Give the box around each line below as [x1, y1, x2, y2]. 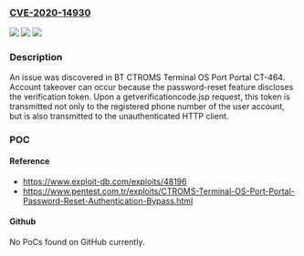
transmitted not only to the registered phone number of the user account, [9, 100, 285, 111]
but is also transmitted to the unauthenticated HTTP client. [9, 110, 229, 121]
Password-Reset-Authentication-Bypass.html [22, 195, 194, 206]
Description [9, 51, 63, 64]
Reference [9, 156, 50, 167]
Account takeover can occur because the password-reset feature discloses [9, 81, 294, 92]
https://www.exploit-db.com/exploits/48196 [22, 176, 187, 187]
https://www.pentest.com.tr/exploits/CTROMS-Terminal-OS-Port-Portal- [22, 185, 295, 197]
